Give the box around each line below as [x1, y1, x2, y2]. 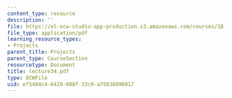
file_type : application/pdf [7, 29, 88, 37]
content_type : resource [7, 10, 76, 17]
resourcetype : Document [7, 61, 76, 68]
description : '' [7, 17, 54, 23]
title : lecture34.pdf [7, 68, 70, 75]
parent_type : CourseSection [7, 55, 88, 62]
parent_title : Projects [7, 49, 76, 56]
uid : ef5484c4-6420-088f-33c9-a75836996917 [7, 81, 135, 88]
